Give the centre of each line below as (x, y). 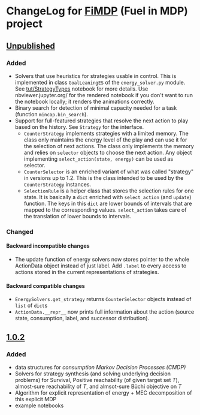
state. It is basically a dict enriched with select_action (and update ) (107, 197)
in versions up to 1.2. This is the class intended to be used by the (104, 178)
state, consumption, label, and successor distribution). (82, 318)
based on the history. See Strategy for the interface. (79, 127)
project (25, 24)
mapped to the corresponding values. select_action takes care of (105, 210)
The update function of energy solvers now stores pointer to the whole (102, 259)
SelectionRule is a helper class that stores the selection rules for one (109, 191)
